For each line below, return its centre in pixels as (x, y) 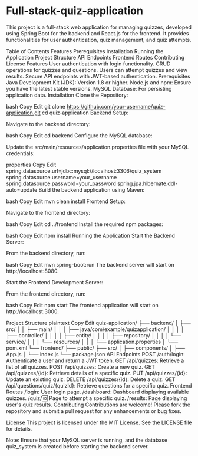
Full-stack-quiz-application (75, 11)
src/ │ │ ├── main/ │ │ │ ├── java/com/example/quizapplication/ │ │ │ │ (95, 329)
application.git (24, 113)
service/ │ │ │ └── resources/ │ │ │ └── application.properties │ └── (92, 342)
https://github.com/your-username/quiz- (116, 106)
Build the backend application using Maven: (92, 189)
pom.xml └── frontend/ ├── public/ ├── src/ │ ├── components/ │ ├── (96, 348)
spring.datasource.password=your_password (61, 183)
